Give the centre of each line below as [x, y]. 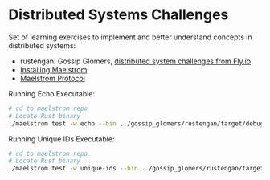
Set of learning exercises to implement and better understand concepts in [130, 37]
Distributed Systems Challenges [119, 15]
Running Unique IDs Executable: [61, 139]
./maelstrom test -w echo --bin [62, 123]
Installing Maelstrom [53, 69]
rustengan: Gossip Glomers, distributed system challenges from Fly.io [135, 61]
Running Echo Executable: [51, 93]
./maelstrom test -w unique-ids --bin [73, 169]
